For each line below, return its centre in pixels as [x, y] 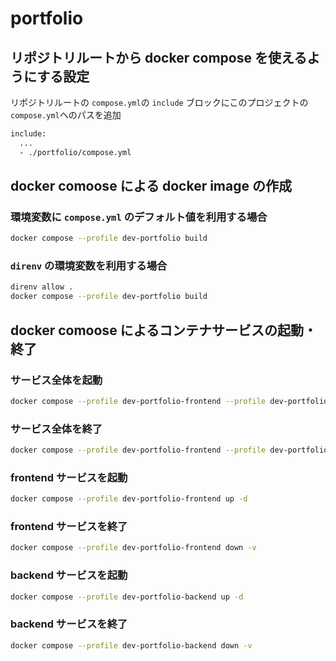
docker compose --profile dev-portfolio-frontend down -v [133, 548]
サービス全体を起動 [56, 380]
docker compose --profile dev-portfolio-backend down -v [131, 645]
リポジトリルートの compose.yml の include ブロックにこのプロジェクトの [159, 102]
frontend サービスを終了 [69, 527]
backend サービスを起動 [69, 575]
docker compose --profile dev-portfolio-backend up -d [127, 597]
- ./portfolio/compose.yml [75, 152]
